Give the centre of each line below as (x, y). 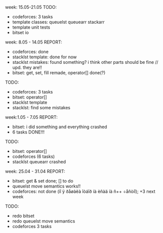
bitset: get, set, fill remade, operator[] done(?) (59, 73)
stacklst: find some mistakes (41, 108)
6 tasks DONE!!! (28, 132)
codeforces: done (30, 52)
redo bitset (23, 216)
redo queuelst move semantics (44, 221)
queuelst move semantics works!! (46, 186)
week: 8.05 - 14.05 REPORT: (34, 42)
